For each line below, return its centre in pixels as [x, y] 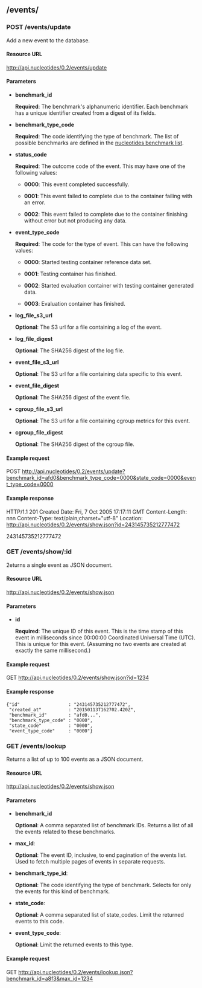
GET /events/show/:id [39, 552]
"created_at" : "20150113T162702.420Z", [72, 709]
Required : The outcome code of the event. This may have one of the [100, 166]
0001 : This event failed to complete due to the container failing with [108, 196]
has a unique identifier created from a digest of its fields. [85, 113]
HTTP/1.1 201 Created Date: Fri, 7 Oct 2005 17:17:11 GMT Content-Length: [96, 512]
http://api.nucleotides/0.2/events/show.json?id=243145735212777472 [93, 525]
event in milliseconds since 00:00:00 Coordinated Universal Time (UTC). [105, 638]
